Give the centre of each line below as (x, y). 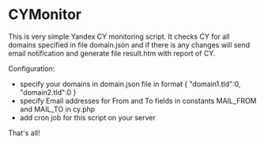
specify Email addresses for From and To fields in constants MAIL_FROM (138, 100)
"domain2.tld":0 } (48, 92)
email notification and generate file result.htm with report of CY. (112, 53)
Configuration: (32, 68)
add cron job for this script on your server (88, 117)
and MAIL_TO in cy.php (57, 109)
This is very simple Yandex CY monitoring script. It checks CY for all (119, 36)
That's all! (24, 133)
